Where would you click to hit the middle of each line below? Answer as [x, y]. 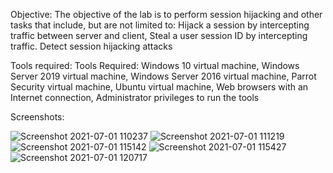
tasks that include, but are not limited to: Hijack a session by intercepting [160, 25]
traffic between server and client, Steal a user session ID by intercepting [159, 35]
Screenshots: [37, 117]
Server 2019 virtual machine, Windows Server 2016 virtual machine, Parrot [163, 76]
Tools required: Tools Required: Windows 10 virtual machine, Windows [155, 65]
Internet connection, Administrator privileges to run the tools [135, 97]
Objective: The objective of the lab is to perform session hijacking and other [166, 14]
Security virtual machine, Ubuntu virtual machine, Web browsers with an [159, 87]
